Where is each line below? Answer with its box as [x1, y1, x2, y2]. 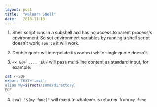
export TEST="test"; [5, 79, 48, 83]
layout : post [5, 7, 32, 12]
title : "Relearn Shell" [5, 12, 56, 17]
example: [12, 64, 31, 70]
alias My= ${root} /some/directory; [5, 83, 77, 88]
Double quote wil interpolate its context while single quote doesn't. [12, 50, 148, 55]
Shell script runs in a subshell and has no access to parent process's [12, 30, 152, 36]
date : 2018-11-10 [5, 16, 45, 21]
